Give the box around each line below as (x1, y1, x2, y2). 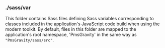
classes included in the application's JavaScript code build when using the (5, 21, 160, 27)
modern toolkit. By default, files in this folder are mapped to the (5, 26, 137, 32)
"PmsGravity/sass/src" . (5, 37, 54, 43)
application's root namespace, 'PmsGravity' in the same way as (5, 32, 137, 38)
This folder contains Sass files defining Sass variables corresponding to (5, 16, 154, 22)
